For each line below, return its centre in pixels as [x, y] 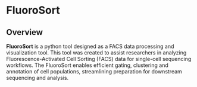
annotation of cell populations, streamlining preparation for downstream [94, 71]
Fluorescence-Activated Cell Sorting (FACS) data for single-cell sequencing [99, 59]
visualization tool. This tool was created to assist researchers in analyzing [96, 53]
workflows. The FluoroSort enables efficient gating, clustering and [87, 65]
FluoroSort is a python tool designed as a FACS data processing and [90, 46]
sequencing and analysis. [37, 78]
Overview [25, 32]
